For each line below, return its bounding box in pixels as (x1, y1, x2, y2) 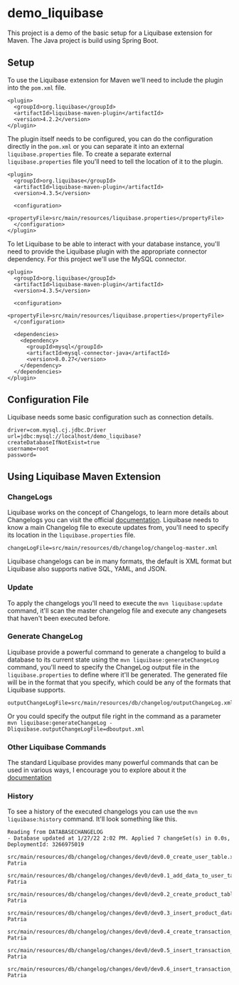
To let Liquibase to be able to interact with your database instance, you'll (7, 239, 221, 248)
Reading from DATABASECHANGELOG (7, 828, 103, 836)
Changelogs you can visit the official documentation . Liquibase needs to (7, 516, 219, 524)
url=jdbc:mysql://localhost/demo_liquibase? (7, 432, 142, 439)
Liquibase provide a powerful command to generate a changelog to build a (7, 647, 226, 656)
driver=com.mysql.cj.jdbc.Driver (7, 426, 107, 434)
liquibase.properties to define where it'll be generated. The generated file (7, 670, 228, 679)
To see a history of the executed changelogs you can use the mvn (7, 807, 198, 816)
